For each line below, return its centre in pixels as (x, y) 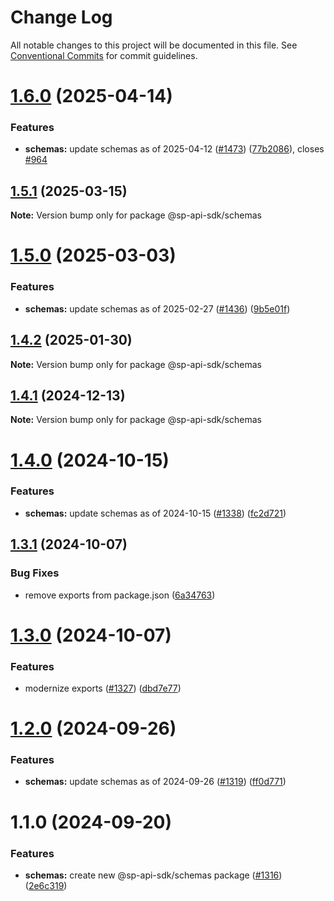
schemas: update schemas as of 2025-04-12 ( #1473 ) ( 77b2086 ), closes (174, 149)
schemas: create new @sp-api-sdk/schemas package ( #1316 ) (153, 875)
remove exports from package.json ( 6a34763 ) (120, 595)
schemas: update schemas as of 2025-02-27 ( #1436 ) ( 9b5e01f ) (157, 308)
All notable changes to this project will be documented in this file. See (154, 45)
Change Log (61, 17)
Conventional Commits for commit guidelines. (104, 55)
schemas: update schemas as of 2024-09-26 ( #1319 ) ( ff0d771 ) (155, 782)
